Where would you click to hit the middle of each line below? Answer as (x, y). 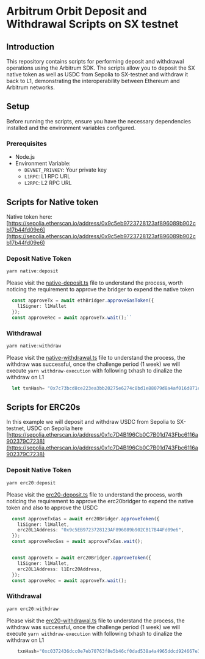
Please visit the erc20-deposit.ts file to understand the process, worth (95, 494)
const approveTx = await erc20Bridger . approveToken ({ (81, 558)
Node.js (25, 157)
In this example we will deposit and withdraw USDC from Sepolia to (91, 422)
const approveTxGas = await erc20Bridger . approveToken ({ (86, 519)
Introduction (31, 47)
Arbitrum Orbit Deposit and (77, 11)
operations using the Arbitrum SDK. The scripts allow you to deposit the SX (101, 68)
